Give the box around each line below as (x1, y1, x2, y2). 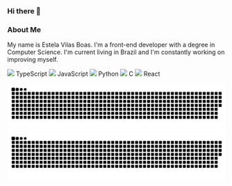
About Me (7, 24, 42, 34)
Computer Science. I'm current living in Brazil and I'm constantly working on (7, 48, 225, 56)
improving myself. (7, 56, 58, 64)
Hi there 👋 (7, 6, 42, 16)
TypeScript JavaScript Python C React (15, 69, 160, 78)
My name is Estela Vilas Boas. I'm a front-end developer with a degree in (7, 41, 215, 49)
